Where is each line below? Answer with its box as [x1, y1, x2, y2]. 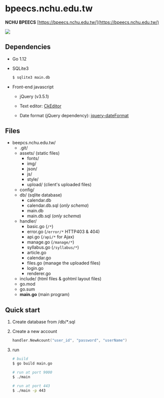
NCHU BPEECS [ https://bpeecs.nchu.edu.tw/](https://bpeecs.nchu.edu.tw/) [5, 19, 159, 25]
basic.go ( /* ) [27, 224, 54, 230]
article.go [27, 250, 47, 256]
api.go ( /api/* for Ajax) [27, 234, 75, 240]
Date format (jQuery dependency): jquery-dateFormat [19, 112, 129, 118]
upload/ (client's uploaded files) [27, 182, 92, 188]
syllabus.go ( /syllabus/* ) [27, 244, 79, 250]
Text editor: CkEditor [19, 103, 62, 109]
